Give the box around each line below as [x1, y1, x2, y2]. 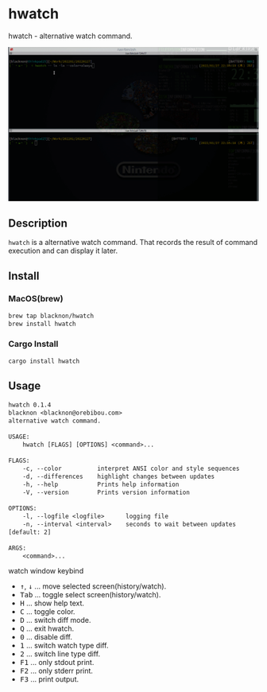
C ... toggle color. [19, 607, 75, 616]
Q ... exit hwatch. [19, 624, 74, 633]
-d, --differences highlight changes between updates [22, 472, 215, 481]
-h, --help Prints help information [22, 480, 180, 489]
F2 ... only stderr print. [19, 666, 94, 676]
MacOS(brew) [8, 293, 64, 304]
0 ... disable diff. [19, 632, 73, 642]
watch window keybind [8, 566, 84, 576]
